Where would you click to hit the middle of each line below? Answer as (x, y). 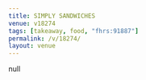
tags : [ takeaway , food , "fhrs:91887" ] (73, 31)
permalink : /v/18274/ (45, 38)
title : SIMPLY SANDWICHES (52, 16)
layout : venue (32, 46)
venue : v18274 (32, 23)
